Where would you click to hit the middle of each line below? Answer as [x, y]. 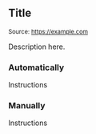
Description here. [37, 47]
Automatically [36, 67]
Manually [27, 106]
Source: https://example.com [48, 31]
